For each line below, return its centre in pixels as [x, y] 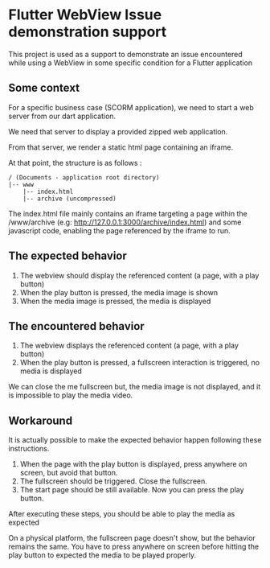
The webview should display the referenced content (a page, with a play [139, 275]
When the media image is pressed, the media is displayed [115, 301]
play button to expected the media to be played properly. [102, 555]
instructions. [29, 449]
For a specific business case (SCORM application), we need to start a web [131, 107]
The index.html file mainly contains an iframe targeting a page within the [128, 213]
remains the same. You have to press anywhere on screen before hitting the [134, 547]
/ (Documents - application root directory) [84, 177]
